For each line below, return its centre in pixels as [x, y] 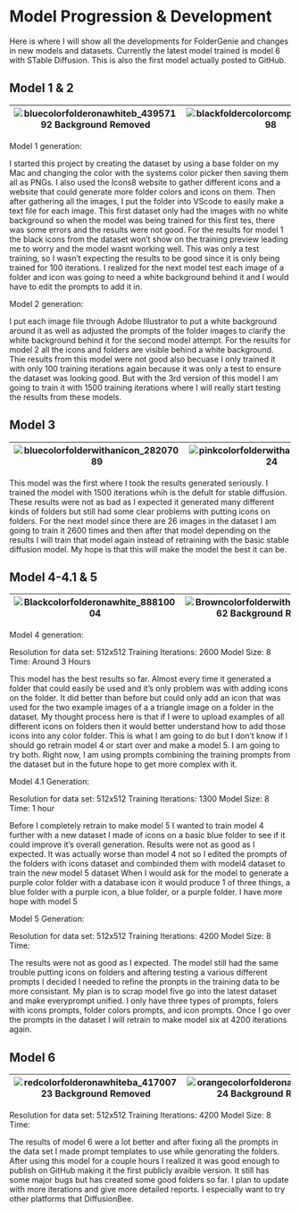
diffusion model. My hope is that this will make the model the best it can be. [148, 549]
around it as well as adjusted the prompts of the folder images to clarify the [147, 330]
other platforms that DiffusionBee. [71, 1199]
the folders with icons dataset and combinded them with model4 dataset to [147, 864]
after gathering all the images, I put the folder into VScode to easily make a [146, 201]
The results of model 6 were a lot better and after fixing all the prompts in [144, 1142]
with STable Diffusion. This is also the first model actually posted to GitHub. [148, 60]
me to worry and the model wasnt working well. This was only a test [134, 248]
